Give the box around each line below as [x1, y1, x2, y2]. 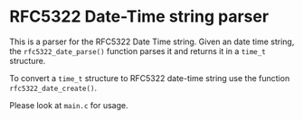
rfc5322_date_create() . [9, 82, 98, 93]
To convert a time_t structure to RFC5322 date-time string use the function [9, 72, 290, 83]
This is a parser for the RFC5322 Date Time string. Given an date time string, [9, 36, 295, 47]
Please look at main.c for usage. [9, 99, 128, 110]
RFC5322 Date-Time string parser [9, 6, 270, 27]
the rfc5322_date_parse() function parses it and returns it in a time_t [9, 45, 267, 56]
